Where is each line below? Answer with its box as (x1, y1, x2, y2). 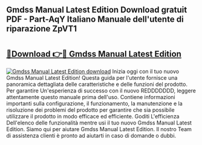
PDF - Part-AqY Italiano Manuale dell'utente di (6, 14, 184, 25)
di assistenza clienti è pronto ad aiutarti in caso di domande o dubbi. (6, 132, 177, 139)
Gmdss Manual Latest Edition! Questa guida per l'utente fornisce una (6, 74, 178, 81)
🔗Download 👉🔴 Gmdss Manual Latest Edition (6, 48, 181, 59)
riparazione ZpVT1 (6, 24, 77, 34)
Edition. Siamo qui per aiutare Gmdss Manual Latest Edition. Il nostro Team (6, 126, 192, 132)
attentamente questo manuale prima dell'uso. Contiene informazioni (6, 94, 175, 100)
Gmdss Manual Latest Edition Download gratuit (6, 5, 187, 15)
